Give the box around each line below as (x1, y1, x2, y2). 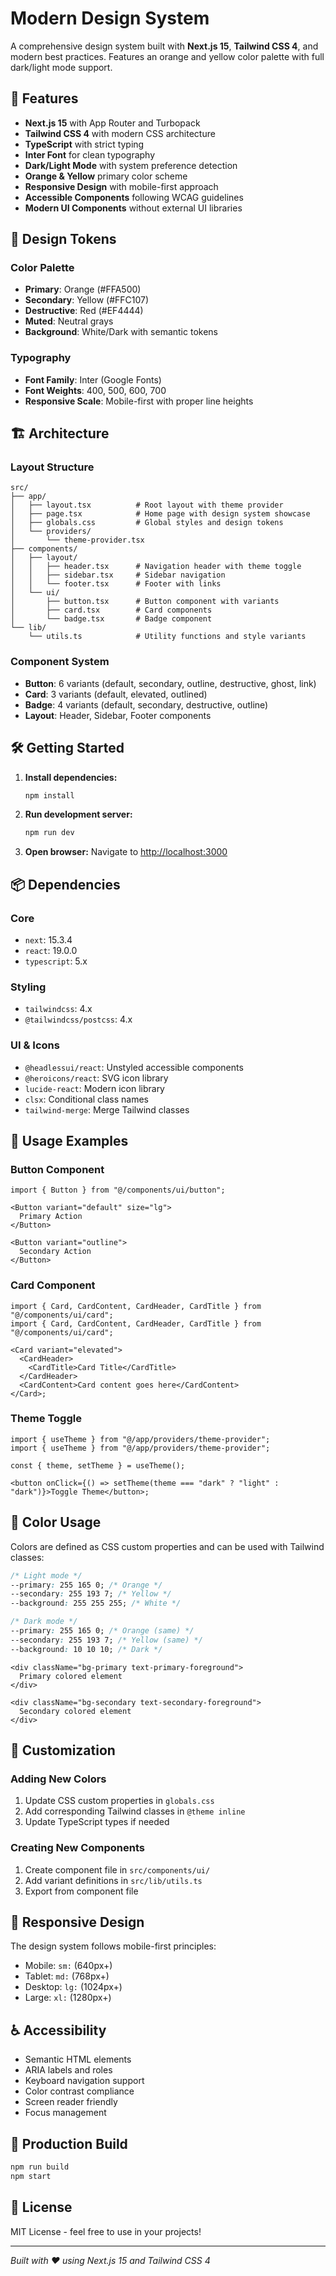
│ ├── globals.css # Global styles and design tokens (10, 518, 284, 528)
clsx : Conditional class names (24, 1093, 150, 1105)
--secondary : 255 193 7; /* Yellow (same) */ (10, 1635, 203, 1645)
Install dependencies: (24, 771, 118, 783)
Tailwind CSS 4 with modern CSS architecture (24, 127, 216, 139)
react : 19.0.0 (24, 944, 78, 956)
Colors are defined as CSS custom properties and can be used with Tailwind (10, 1540, 325, 1552)
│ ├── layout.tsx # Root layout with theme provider (10, 500, 284, 511)
